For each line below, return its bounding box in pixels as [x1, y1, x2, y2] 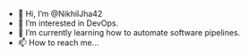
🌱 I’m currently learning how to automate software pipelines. [17, 28, 241, 37]
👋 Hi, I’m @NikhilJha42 [17, 9, 103, 19]
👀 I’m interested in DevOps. [17, 18, 119, 28]
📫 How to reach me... [17, 37, 99, 48]
